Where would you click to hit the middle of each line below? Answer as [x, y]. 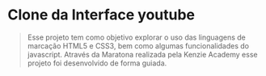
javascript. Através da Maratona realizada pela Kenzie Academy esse [142, 54]
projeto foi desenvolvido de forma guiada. [97, 63]
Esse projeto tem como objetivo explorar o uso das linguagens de [136, 37]
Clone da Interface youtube [101, 15]
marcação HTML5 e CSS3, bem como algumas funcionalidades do [138, 45]
